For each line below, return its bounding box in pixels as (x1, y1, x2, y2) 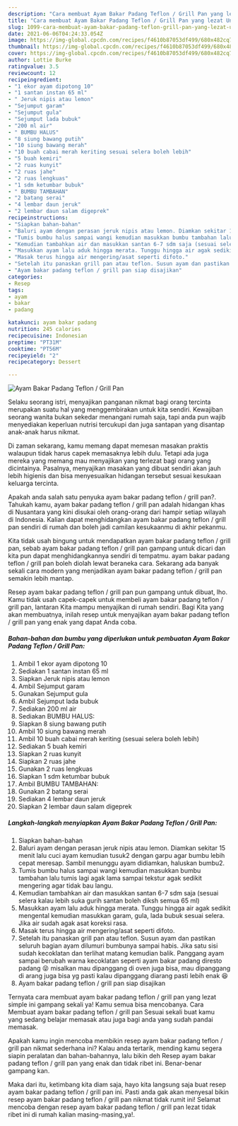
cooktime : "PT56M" (8, 345, 62, 352)
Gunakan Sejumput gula (18, 690, 88, 698)
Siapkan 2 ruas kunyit (18, 750, 82, 758)
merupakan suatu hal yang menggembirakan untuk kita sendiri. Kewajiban (8, 405, 223, 414)
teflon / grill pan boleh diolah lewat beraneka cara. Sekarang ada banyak (8, 559, 220, 568)
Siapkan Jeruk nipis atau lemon (18, 675, 110, 683)
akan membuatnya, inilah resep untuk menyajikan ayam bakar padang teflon (8, 610, 230, 619)
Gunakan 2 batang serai (18, 787, 88, 796)
